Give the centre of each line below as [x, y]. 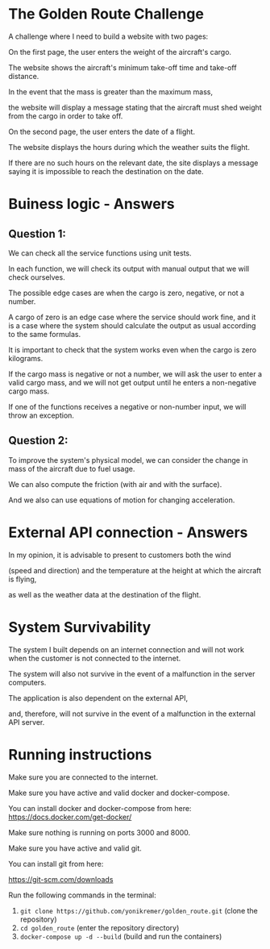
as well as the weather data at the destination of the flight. [105, 594]
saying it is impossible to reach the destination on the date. [106, 171]
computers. [27, 682]
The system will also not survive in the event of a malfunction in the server [132, 673]
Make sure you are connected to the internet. [83, 777]
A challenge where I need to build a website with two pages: [108, 36]
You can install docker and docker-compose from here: [100, 808]
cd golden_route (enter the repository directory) [100, 927]
